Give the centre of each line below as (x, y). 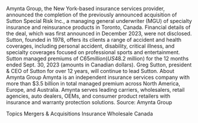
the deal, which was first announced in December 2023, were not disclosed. (99, 34)
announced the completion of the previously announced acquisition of (92, 15)
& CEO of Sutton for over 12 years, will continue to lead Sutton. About (90, 71)
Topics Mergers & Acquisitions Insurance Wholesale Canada (80, 114)
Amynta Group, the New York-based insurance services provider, (86, 9)
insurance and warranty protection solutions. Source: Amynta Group (89, 102)
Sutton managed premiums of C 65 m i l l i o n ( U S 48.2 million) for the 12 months (98, 59)
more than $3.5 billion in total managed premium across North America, (93, 84)
